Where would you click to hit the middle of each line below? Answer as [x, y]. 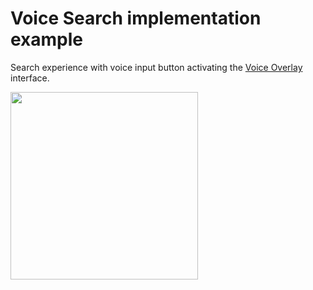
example [47, 39]
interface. [30, 78]
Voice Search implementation [136, 18]
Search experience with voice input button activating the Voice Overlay [156, 67]
